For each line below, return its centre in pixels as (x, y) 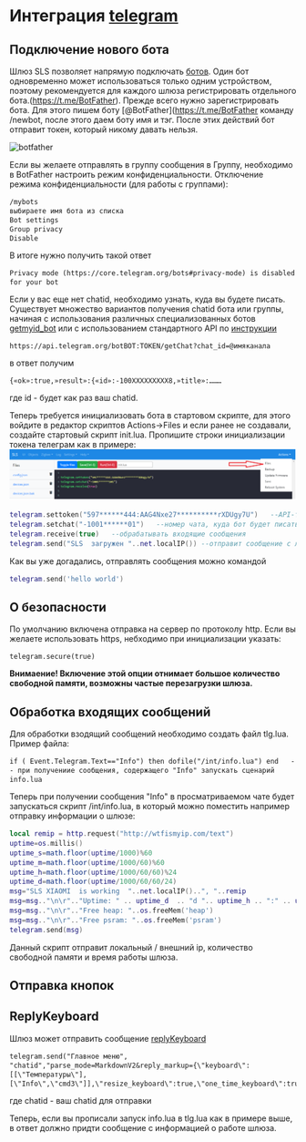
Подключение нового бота (90, 50)
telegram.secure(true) (52, 657)
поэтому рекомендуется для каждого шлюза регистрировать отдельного (153, 91)
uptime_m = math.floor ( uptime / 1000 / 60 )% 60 (87, 862)
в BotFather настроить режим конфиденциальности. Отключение (137, 175)
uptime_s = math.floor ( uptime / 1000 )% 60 (81, 853)
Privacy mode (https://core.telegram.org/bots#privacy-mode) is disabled (153, 273)
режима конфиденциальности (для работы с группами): (119, 184)
